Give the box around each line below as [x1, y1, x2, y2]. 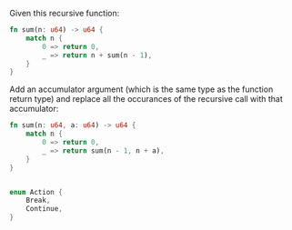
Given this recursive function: [9, 8, 120, 18]
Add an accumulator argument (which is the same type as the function [9, 84, 274, 95]
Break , [25, 195, 51, 205]
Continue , [25, 205, 64, 214]
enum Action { [9, 187, 64, 196]
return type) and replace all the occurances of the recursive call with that [9, 94, 284, 105]
